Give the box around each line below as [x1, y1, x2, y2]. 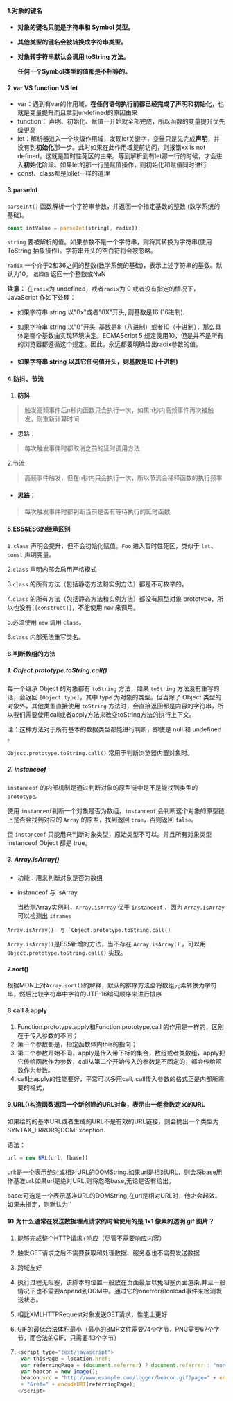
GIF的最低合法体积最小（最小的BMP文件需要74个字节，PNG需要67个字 [17, 1325, 220, 1333]
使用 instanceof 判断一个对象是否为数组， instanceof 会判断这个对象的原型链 [7, 807, 225, 815]
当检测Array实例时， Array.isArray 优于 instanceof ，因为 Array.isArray [17, 903, 225, 912]
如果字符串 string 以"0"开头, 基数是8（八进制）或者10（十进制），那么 [17, 323, 216, 331]
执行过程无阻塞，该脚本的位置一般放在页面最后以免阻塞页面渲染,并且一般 [17, 1277, 226, 1287]
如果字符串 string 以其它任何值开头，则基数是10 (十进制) [17, 357, 178, 366]
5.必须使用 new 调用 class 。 [7, 618, 85, 626]
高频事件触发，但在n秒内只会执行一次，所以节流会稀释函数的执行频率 [24, 474, 223, 482]
